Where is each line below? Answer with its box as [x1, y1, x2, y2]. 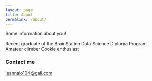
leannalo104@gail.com [5, 70, 53, 76]
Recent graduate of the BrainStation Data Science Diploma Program [5, 40, 147, 47]
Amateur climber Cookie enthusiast [5, 46, 79, 52]
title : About [5, 12, 33, 17]
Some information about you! [5, 31, 66, 37]
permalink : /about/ [5, 17, 47, 22]
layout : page [5, 7, 33, 13]
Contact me [5, 59, 35, 66]
